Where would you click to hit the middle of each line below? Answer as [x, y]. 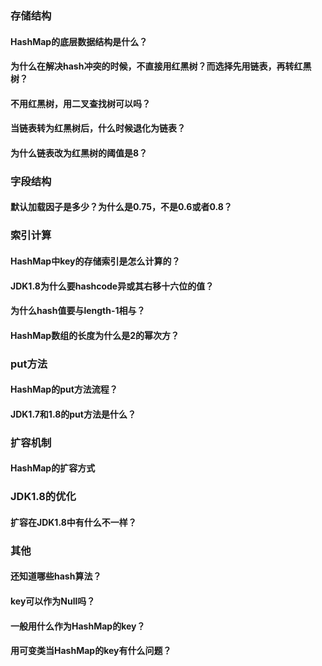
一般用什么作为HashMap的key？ [78, 626]
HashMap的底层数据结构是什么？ [79, 41]
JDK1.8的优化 [43, 497]
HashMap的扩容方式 [53, 468]
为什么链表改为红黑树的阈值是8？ [79, 153]
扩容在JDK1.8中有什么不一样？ [73, 522]
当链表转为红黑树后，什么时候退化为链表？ [98, 128]
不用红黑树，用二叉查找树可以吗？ [80, 103]
